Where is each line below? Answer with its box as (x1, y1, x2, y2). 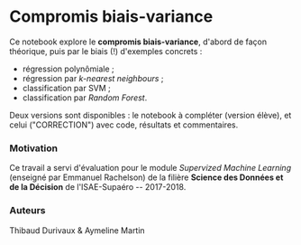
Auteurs (9, 204, 46, 217)
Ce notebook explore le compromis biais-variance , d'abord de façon (9, 36, 268, 47)
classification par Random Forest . (22, 92, 148, 103)
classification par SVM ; (22, 82, 111, 93)
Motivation (9, 142, 59, 155)
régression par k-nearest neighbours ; (22, 72, 164, 83)
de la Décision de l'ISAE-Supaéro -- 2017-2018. (9, 182, 187, 193)
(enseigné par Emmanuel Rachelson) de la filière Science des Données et (9, 172, 284, 183)
